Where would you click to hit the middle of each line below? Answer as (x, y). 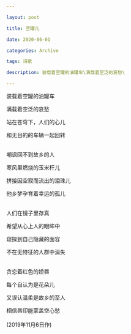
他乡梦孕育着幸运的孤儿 (36, 194)
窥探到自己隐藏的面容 (33, 239)
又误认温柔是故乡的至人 (36, 298)
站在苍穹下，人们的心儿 (36, 122)
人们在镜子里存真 (28, 213)
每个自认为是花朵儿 (31, 284)
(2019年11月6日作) (29, 325)
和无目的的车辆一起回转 (36, 135)
